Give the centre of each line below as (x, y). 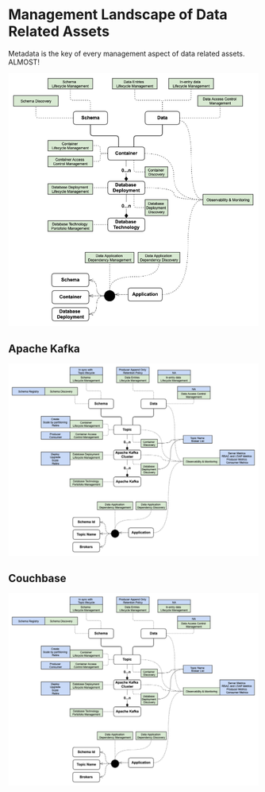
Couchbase (37, 578)
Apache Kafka (44, 349)
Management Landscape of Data (118, 15)
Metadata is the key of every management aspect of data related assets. (127, 53)
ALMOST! (24, 62)
